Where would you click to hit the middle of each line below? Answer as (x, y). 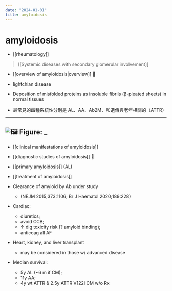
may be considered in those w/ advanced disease (73, 253)
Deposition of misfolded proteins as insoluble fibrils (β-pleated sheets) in (90, 94)
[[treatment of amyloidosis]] (42, 177)
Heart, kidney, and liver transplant (48, 243)
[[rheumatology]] (31, 54)
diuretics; (30, 216)
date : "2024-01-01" (26, 10)
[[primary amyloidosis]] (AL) (42, 167)
